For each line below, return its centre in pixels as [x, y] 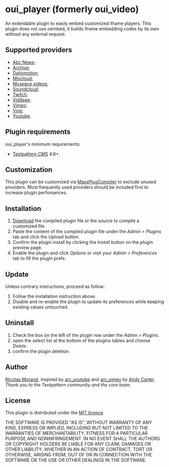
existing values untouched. [41, 307]
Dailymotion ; [26, 73]
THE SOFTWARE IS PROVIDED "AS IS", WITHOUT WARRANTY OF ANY [79, 422]
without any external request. [36, 34]
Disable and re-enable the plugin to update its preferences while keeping [88, 302]
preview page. [27, 248]
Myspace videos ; [31, 83]
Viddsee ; [22, 100]
